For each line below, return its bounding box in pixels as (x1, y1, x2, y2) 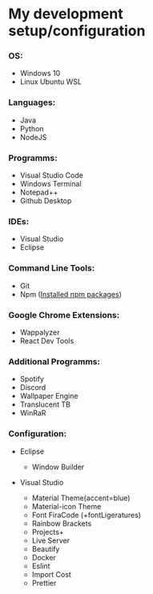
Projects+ (31, 527, 64, 536)
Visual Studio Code (19, 171, 84, 180)
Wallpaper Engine (19, 391, 79, 401)
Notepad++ (19, 187, 58, 197)
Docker (31, 552, 56, 562)
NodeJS (19, 132, 47, 142)
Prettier (31, 578, 57, 588)
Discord (19, 383, 46, 392)
